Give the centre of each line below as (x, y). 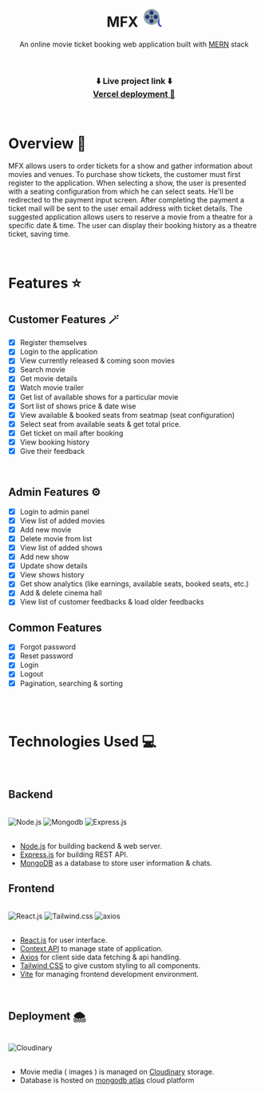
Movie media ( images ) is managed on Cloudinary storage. (117, 1071)
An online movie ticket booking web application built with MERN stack (134, 44)
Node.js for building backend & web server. (91, 846)
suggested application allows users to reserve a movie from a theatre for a (131, 217)
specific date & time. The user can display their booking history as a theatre (132, 226)
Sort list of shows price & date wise (78, 406)
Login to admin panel (54, 512)
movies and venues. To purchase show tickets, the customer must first (125, 175)
